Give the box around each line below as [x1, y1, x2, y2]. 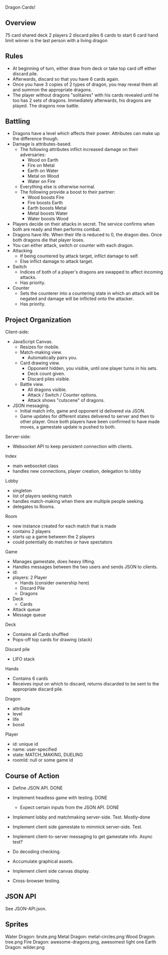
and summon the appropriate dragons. [12, 86, 92, 92]
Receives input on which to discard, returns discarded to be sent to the [12, 681, 159, 687]
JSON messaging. [12, 402, 50, 408]
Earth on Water [27, 168, 59, 174]
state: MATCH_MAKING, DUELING [12, 752, 83, 758]
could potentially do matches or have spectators [12, 539, 113, 545]
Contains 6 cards [12, 675, 48, 681]
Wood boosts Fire [27, 194, 64, 200]
